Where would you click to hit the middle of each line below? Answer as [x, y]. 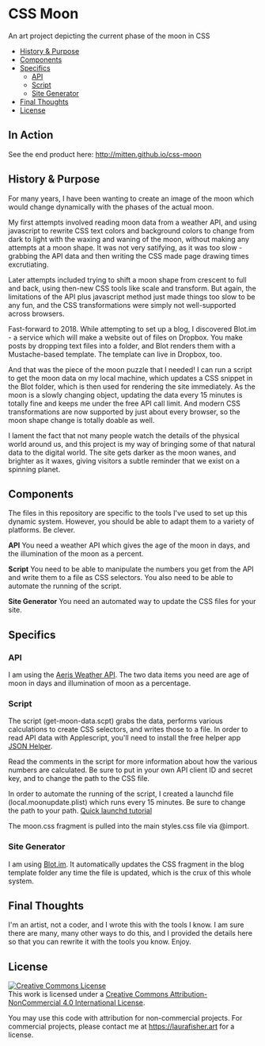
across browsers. [36, 313]
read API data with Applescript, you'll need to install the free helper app [125, 738]
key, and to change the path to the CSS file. [79, 779]
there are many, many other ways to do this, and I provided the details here [131, 933]
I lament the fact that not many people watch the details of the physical [124, 435]
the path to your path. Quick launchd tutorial [80, 811]
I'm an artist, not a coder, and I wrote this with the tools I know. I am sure [126, 925]
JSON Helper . [30, 746]
